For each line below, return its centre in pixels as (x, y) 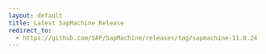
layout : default (35, 15)
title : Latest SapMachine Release (66, 23)
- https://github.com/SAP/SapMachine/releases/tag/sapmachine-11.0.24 (137, 38)
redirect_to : (30, 30)
